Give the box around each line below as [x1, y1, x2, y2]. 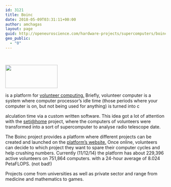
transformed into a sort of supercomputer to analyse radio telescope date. [5, 123, 161, 130]
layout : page [5, 26, 33, 32]
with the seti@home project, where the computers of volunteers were [5, 118, 151, 124]
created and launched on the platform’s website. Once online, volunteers [5, 139, 158, 145]
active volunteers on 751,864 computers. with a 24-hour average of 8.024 [5, 155, 160, 161]
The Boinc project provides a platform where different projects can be [5, 133, 152, 140]
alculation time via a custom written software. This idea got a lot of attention [5, 113, 164, 119]
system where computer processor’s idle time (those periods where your [5, 97, 158, 103]
